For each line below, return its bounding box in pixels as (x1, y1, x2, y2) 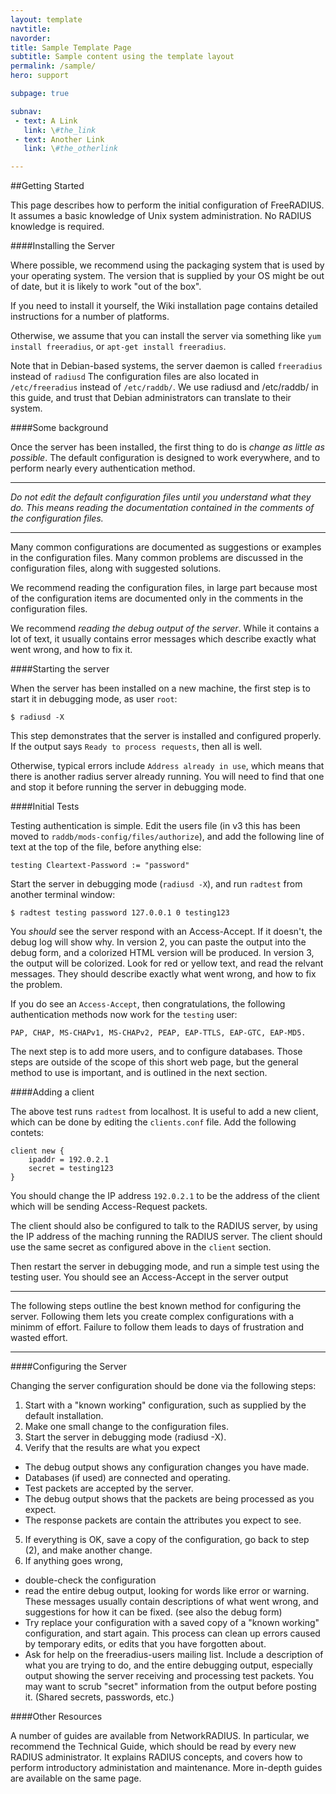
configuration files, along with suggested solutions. (10, 562, 222, 575)
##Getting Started (10, 180, 85, 192)
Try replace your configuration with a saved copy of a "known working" (24, 1617, 320, 1629)
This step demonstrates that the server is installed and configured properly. (10, 730, 322, 742)
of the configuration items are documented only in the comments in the (10, 592, 304, 605)
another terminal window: (10, 889, 116, 901)
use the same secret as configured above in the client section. (10, 1241, 272, 1253)
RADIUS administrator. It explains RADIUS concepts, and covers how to (10, 1751, 303, 1763)
